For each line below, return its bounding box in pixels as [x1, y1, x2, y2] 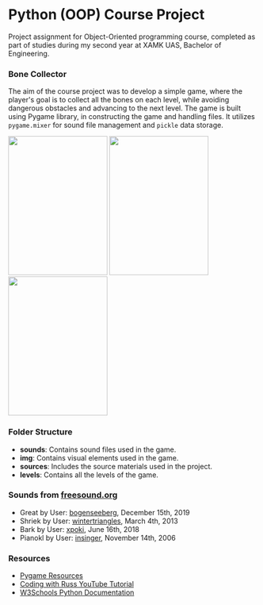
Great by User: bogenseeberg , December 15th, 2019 [19, 507, 190, 517]
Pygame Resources [19, 571, 83, 580]
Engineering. [8, 48, 50, 58]
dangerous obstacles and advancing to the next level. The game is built [8, 103, 242, 113]
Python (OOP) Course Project [8, 6, 205, 24]
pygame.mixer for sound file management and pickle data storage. [8, 121, 223, 130]
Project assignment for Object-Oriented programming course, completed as [8, 32, 256, 41]
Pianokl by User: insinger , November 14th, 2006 [19, 533, 176, 542]
